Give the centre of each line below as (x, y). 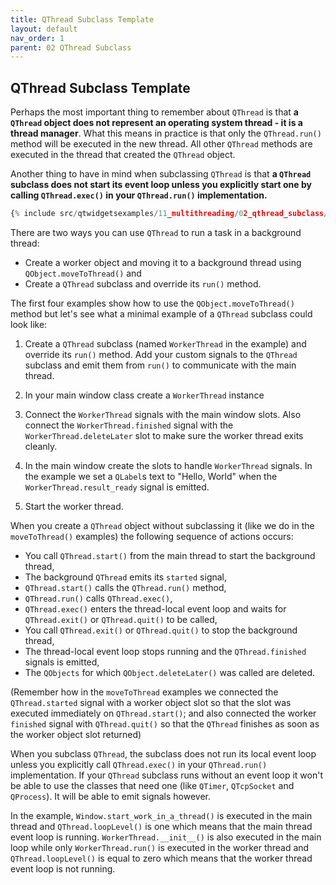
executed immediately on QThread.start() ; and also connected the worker (163, 713)
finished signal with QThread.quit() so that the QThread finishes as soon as (165, 723)
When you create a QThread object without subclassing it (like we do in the (162, 525)
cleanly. (41, 446)
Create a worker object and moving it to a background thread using (163, 262)
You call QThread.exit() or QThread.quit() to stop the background (161, 630)
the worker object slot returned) (76, 734)
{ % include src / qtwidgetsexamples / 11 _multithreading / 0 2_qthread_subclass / (169, 214)
